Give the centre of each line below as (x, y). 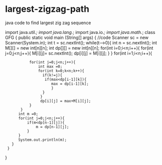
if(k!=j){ (53, 75)
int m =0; (28, 114)
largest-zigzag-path (47, 9)
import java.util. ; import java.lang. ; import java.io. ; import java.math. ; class (80, 32)
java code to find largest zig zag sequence (48, 23)
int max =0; (50, 66)
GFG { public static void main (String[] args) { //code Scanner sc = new (77, 37)
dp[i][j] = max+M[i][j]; (66, 101)
